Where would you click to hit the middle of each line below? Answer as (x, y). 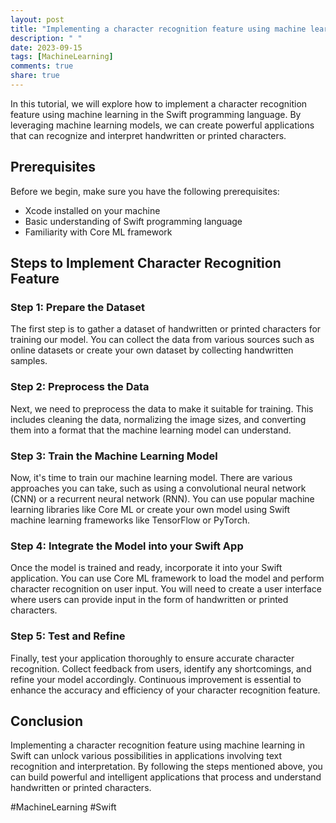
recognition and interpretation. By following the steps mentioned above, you (166, 767)
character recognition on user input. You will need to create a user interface (166, 589)
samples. (29, 361)
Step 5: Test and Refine (68, 636)
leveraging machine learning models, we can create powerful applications (162, 125)
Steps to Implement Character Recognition (146, 263)
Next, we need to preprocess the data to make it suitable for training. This (162, 408)
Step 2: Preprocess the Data (80, 387)
